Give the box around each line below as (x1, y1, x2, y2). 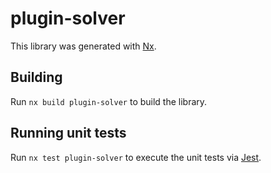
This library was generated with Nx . (10, 40, 157, 52)
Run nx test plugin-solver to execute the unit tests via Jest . (10, 151, 262, 163)
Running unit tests (10, 125, 127, 142)
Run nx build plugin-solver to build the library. (10, 95, 208, 107)
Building (10, 69, 63, 86)
